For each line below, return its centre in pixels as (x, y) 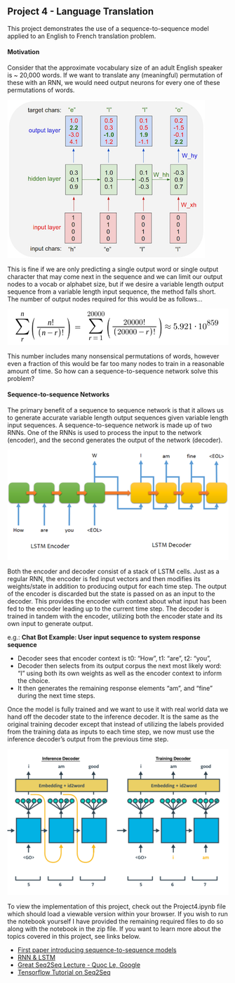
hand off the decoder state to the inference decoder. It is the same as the (113, 717)
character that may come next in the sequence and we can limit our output (115, 277)
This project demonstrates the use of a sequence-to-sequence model (108, 28)
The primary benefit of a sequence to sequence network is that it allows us (116, 410)
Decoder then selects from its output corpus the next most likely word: (120, 665)
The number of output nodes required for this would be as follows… (105, 299)
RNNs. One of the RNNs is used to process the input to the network (105, 432)
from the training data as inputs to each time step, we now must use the (111, 731)
